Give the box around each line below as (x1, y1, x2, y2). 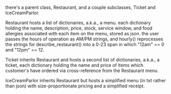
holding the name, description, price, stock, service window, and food (5, 25, 153, 31)
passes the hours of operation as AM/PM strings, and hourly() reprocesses (5, 36, 164, 42)
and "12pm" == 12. (5, 47, 45, 53)
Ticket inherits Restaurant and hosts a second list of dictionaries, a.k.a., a (5, 57, 160, 63)
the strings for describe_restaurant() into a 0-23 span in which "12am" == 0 (5, 41, 165, 48)
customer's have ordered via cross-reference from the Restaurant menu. (5, 67, 159, 74)
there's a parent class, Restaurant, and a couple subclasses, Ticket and (5, 5, 156, 10)
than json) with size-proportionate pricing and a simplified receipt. (5, 83, 145, 89)
